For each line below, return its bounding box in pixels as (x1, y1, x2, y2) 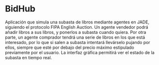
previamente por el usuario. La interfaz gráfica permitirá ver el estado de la (5, 49, 155, 55)
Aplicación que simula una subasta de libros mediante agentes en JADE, (5, 19, 149, 25)
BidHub (5, 3, 35, 14)
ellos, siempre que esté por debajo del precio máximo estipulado (5, 44, 134, 50)
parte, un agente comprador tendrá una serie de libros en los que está (5, 34, 145, 40)
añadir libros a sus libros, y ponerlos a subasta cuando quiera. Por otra (5, 29, 146, 35)
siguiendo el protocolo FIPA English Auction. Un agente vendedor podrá (5, 24, 149, 30)
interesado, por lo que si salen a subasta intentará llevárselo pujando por (5, 39, 150, 45)
